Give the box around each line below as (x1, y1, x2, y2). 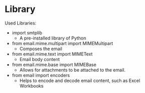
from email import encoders (12, 72, 70, 78)
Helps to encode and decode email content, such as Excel (19, 77, 140, 83)
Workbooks (19, 82, 44, 88)
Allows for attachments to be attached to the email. (19, 66, 126, 73)
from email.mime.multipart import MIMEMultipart (12, 40, 113, 46)
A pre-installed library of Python (19, 35, 87, 41)
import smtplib (12, 29, 42, 35)
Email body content (19, 56, 60, 62)
